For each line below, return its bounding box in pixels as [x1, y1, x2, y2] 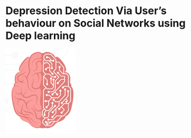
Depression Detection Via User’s [5, 4, 167, 18]
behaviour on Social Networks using [5, 16, 186, 30]
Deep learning [5, 29, 76, 42]
